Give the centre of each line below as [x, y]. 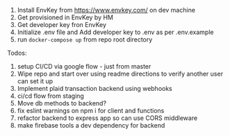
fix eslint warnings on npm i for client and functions [91, 111]
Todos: [17, 53]
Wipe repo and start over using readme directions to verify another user [120, 74]
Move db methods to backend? [61, 103]
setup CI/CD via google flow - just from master [84, 66]
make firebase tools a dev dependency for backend [91, 125]
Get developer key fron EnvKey [61, 25]
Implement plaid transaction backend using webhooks [95, 88]
